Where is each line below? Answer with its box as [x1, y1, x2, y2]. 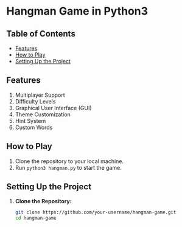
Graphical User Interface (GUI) [15, 104, 93, 111]
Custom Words [15, 124, 53, 131]
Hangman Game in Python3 [6, 4, 148, 18]
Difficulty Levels [15, 97, 56, 105]
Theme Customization [15, 111, 71, 118]
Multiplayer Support [15, 91, 65, 99]
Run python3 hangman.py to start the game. [15, 164, 122, 171]
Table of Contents [6, 29, 76, 39]
